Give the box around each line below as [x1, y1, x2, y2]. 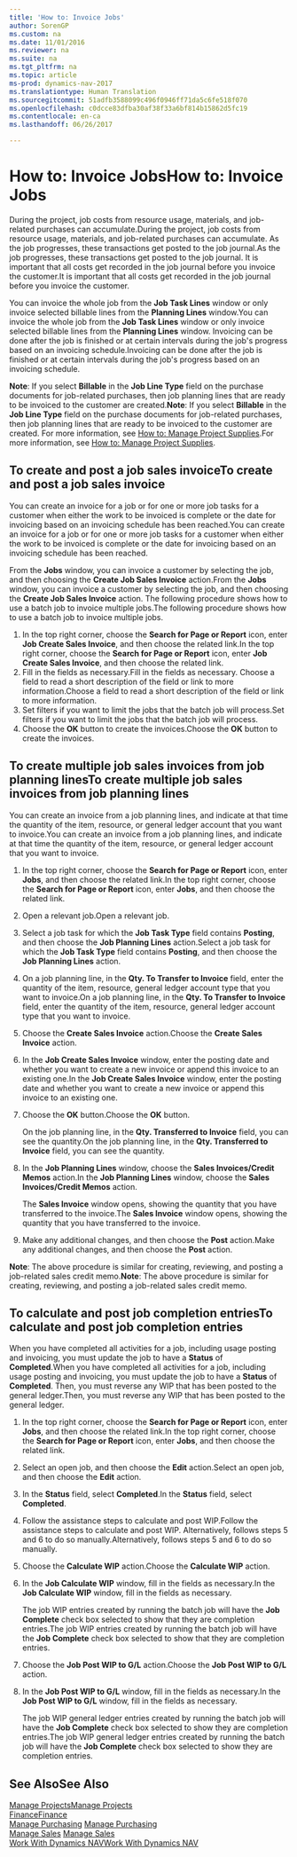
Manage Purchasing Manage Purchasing [9, 1819, 158, 1829]
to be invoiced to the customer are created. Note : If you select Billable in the [9, 399, 286, 410]
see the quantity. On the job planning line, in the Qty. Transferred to [21, 1136, 269, 1146]
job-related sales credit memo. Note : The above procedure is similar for [9, 1271, 269, 1281]
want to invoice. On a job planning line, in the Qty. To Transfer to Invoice [21, 991, 286, 1003]
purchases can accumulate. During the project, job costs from [36, 224, 262, 234]
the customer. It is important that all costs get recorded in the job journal [9, 271, 271, 281]
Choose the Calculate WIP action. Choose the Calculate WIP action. [21, 1561, 270, 1571]
